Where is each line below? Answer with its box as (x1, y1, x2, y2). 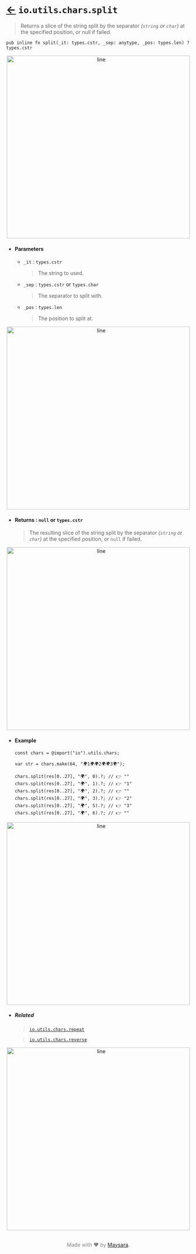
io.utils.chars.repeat (29, 1026, 85, 1032)
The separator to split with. (37, 293, 103, 300)
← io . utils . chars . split (6, 3, 118, 16)
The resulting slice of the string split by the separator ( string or (29, 530, 183, 537)
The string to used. (37, 270, 84, 277)
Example (14, 737, 37, 744)
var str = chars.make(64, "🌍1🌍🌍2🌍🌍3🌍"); (14, 761, 125, 767)
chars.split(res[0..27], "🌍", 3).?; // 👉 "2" (14, 795, 132, 801)
